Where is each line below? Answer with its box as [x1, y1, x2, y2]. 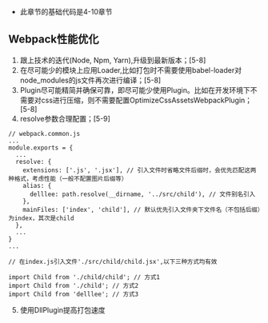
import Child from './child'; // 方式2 [8, 281, 139, 289]
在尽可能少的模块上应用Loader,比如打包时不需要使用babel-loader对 [19, 65, 242, 74]
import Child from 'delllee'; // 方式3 [8, 290, 139, 298]
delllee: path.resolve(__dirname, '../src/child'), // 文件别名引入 [29, 190, 256, 198]
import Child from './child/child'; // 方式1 [8, 273, 160, 281]
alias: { [22, 181, 52, 189]
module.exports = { [8, 143, 74, 152]
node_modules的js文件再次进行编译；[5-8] [19, 75, 162, 85]
